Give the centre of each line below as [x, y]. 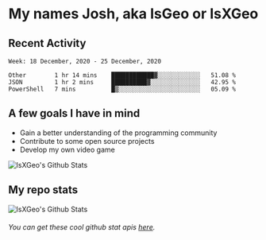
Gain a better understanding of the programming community [118, 133]
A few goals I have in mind [74, 113]
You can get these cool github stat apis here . [82, 227]
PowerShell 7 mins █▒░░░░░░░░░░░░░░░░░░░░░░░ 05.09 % [122, 89]
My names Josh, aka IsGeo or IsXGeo [133, 14]
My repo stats [43, 190]
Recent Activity [47, 43]
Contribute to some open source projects [87, 141]
